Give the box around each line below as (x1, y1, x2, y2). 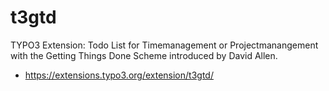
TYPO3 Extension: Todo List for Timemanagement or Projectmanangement (10, 39, 319, 51)
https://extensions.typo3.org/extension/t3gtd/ (24, 69, 214, 81)
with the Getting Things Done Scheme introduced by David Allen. (10, 49, 278, 61)
